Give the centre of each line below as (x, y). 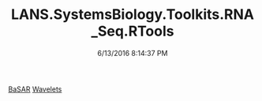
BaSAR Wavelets (35, 89)
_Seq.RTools (133, 31)
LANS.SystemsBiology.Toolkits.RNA (133, 15)
